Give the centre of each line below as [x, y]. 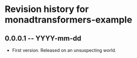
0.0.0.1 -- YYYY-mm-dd [43, 38]
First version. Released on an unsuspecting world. [64, 50]
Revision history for [47, 9]
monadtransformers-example [68, 20]
